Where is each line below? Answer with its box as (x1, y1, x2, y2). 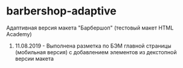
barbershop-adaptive (6, 4, 117, 18)
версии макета (14, 55, 54, 62)
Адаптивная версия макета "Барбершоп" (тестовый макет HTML (6, 24, 174, 31)
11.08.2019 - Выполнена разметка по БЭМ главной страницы (14, 42, 172, 49)
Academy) (6, 30, 32, 37)
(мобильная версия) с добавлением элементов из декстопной (14, 48, 177, 55)
